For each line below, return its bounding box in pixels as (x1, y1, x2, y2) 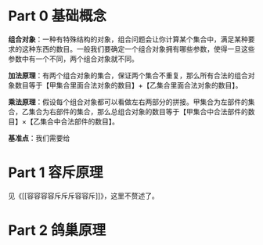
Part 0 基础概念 (8, 7, 107, 25)
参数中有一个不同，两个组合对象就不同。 (8, 54, 139, 63)
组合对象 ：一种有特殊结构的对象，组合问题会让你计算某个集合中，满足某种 (8, 34, 248, 44)
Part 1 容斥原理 (8, 164, 103, 182)
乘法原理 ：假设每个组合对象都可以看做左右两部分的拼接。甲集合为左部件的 (8, 97, 248, 106)
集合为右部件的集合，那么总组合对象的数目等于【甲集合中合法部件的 (28, 106, 248, 116)
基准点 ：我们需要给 (8, 133, 70, 142)
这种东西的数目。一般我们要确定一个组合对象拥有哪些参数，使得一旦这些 (21, 44, 255, 53)
